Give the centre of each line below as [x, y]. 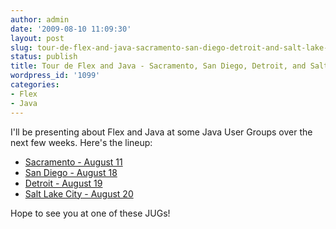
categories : [35, 85]
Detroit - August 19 [63, 183]
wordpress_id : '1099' [55, 76]
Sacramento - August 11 [73, 162]
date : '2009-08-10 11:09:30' [71, 29]
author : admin [40, 19]
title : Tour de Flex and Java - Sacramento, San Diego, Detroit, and [158, 66]
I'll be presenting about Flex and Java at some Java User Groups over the [161, 132]
